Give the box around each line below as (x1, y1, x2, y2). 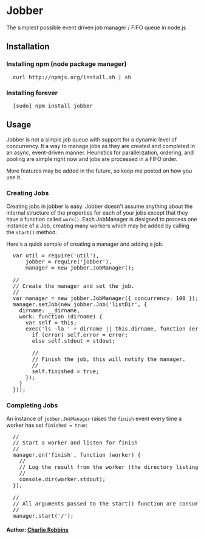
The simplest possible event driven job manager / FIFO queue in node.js (6, 24, 186, 31)
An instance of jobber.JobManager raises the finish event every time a (6, 415, 182, 423)
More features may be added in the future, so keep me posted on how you (6, 167, 192, 174)
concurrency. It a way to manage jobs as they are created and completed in (6, 142, 195, 149)
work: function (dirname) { (19, 313, 103, 320)
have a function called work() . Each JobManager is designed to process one (6, 216, 197, 223)
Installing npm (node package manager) (6, 60, 127, 68)
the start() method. (6, 229, 58, 236)
